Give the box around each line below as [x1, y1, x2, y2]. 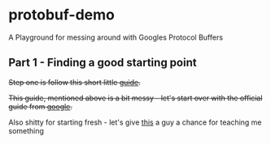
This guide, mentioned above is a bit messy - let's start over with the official [8, 93, 263, 103]
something [8, 125, 45, 135]
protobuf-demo [8, 6, 116, 24]
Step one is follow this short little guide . [8, 77, 141, 87]
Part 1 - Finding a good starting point [8, 56, 197, 70]
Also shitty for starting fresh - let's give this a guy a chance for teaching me [8, 117, 262, 127]
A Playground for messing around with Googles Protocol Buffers [8, 32, 224, 42]
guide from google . [8, 101, 73, 111]
